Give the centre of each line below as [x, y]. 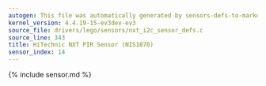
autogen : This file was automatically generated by [95, 15]
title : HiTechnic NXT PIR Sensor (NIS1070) [81, 45]
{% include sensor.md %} [50, 75]
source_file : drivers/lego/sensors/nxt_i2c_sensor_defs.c [106, 30]
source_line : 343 [37, 37]
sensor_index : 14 [37, 52]
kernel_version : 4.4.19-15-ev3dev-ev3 [72, 23]
